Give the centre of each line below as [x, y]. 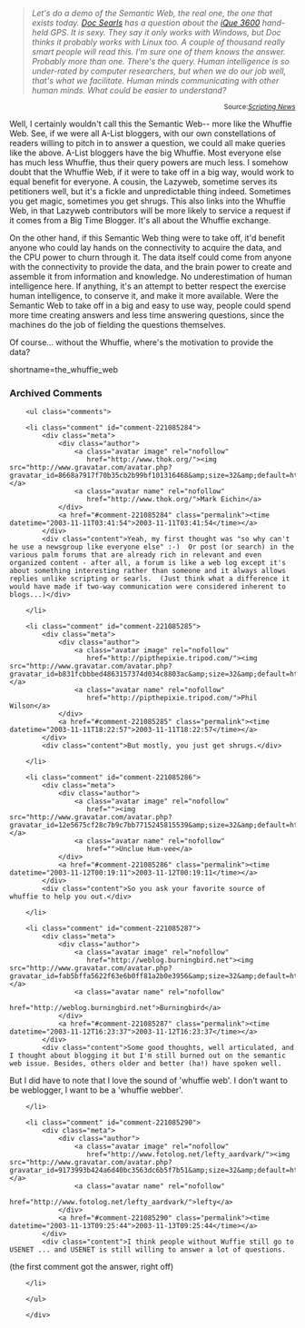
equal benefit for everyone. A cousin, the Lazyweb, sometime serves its [143, 182]
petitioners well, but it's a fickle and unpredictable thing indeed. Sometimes [150, 191]
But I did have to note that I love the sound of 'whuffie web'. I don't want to [149, 1081]
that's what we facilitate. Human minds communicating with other [155, 80]
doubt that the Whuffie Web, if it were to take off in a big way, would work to [152, 172]
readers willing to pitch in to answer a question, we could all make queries [148, 143]
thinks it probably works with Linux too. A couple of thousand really [158, 42]
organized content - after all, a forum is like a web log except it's [148, 563]
